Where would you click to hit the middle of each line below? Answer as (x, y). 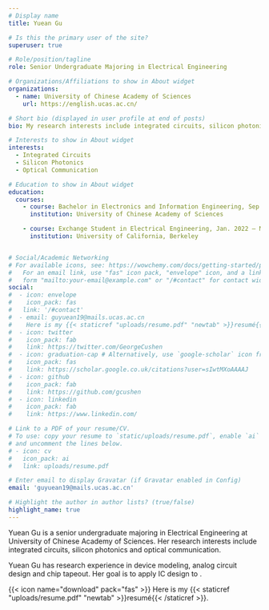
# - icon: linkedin (43, 399)
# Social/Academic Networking (59, 257)
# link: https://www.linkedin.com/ (73, 414)
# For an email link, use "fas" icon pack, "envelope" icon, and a (127, 273)
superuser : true (35, 45)
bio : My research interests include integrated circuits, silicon (121, 126)
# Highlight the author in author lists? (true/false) (102, 503)
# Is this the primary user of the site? (78, 38)
